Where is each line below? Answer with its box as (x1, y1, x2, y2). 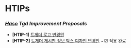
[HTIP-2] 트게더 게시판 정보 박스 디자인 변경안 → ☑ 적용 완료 (12, 38, 126, 44)
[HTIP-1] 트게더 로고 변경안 (12, 32, 65, 38)
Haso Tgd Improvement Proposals (5, 20, 87, 27)
